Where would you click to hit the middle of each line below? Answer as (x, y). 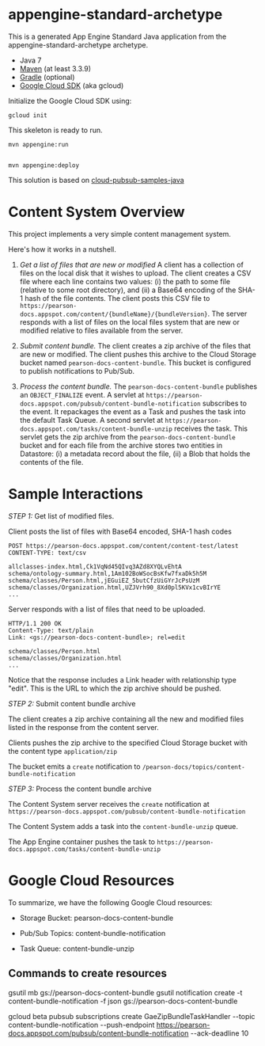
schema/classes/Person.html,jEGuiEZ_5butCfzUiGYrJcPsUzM (104, 580)
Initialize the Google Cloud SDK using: (70, 101)
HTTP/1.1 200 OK (35, 623)
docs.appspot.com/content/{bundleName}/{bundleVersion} (114, 314)
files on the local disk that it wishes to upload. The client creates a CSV (135, 273)
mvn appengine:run (38, 144)
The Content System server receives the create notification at (109, 804)
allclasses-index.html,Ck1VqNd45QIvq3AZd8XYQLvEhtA (95, 567)
